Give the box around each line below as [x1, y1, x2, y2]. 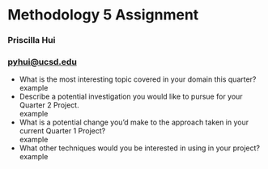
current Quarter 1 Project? [19, 126, 106, 136]
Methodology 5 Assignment [7, 6, 199, 24]
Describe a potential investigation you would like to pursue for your [19, 91, 244, 102]
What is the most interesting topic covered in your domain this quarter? [19, 74, 257, 84]
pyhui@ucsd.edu [7, 57, 78, 68]
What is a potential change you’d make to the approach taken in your [19, 117, 249, 127]
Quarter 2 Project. [19, 100, 79, 110]
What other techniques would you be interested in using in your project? [19, 143, 261, 153]
